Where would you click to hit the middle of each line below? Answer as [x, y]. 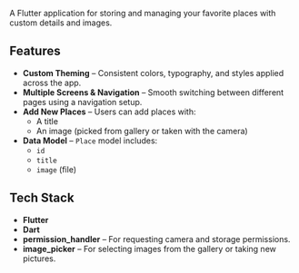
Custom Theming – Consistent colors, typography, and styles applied [153, 73]
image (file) [56, 169]
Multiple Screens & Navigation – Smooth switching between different [153, 92]
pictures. [39, 258]
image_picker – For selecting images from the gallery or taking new [149, 249]
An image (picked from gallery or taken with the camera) [142, 131]
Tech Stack [42, 198]
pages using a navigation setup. [82, 102]
